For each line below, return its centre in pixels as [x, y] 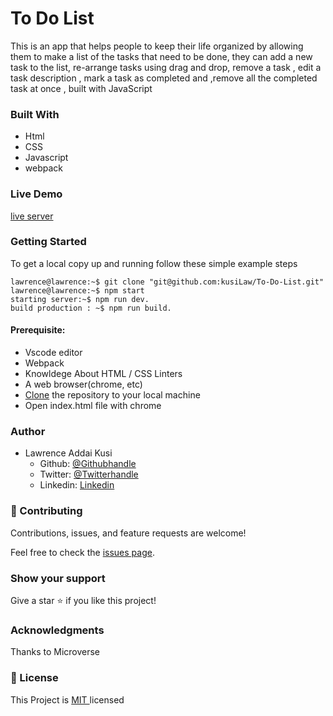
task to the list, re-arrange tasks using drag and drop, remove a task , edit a [166, 67]
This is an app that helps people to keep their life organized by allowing [157, 46]
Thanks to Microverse [55, 652]
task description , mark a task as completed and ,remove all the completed [164, 78]
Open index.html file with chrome [93, 406]
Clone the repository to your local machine [112, 395]
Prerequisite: [38, 330]
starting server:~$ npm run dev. [80, 299]
